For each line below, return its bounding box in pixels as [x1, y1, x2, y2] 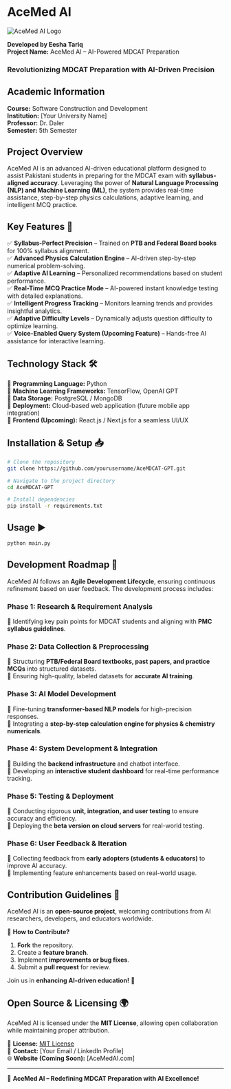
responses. [7, 712, 39, 720]
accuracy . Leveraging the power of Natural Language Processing [30, 179, 219, 187]
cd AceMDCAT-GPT [7, 484, 54, 490]
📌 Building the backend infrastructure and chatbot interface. [7, 759, 180, 768]
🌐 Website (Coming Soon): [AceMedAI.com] [7, 1054, 135, 1063]
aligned [7, 179, 30, 187]
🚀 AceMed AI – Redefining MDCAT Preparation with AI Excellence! [7, 1075, 199, 1083]
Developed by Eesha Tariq [7, 40, 84, 48]
